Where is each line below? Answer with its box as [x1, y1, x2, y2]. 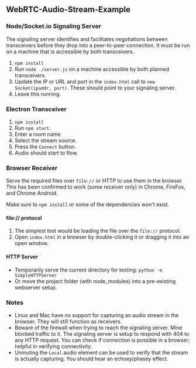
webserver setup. [14, 284, 57, 291]
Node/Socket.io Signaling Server [6, 22, 101, 30]
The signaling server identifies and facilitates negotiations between [6, 35, 168, 43]
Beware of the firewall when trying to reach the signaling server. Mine [14, 324, 183, 331]
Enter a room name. [14, 130, 63, 137]
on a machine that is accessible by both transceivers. [6, 48, 135, 55]
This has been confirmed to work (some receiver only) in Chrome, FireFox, [6, 184, 186, 191]
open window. [14, 240, 49, 247]
